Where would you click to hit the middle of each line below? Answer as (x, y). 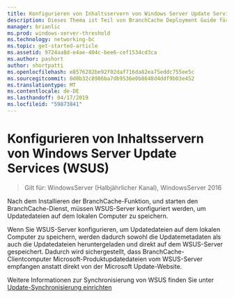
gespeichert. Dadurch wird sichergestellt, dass (74, 251)
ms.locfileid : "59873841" (45, 104)
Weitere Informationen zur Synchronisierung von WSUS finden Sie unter (111, 280)
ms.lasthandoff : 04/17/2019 (48, 98)
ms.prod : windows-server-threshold (59, 33)
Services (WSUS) (58, 168)
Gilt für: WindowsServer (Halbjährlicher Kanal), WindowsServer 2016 (123, 187)
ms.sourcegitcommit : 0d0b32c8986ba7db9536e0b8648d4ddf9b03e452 (101, 78)
